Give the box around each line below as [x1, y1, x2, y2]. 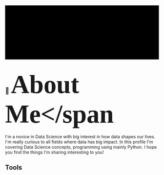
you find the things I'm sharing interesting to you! [5, 150, 104, 155]
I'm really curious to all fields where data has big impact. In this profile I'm [5, 139, 153, 145]
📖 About [5, 69, 80, 99]
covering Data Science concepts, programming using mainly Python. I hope [5, 144, 157, 150]
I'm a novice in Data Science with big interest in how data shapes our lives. [5, 134, 155, 139]
